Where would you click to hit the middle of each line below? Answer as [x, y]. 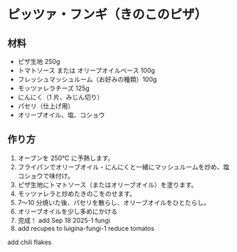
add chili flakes [30, 242]
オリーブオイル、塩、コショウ [61, 115]
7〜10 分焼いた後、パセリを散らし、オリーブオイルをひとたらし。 [114, 202]
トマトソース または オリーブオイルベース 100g [86, 70]
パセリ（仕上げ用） [46, 106]
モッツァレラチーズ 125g [54, 88]
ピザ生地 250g [39, 62]
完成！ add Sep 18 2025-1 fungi [64, 220]
